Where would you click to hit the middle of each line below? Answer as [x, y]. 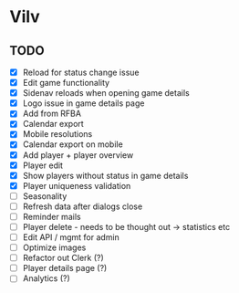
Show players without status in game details [105, 175]
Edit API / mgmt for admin [71, 237]
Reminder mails [52, 216]
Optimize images [54, 247]
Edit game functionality [66, 83]
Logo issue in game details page [83, 103]
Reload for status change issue [81, 72]
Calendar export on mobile [73, 144]
